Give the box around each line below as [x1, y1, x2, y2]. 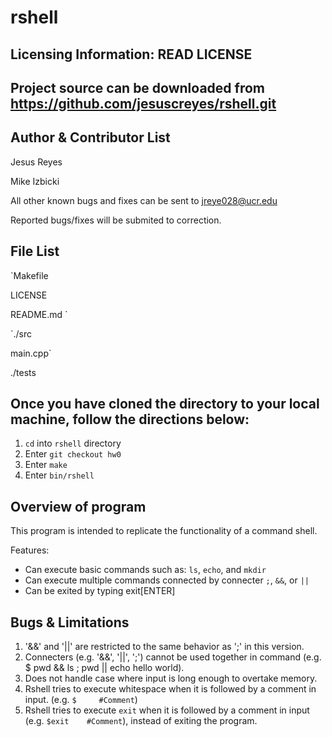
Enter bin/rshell [24, 469, 95, 481]
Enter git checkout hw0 [24, 448, 122, 460]
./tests [10, 366, 37, 378]
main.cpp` [10, 347, 52, 359]
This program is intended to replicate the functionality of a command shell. [10, 525, 318, 537]
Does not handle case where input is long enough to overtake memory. [24, 672, 318, 685]
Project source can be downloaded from [10, 79, 265, 96]
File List [10, 243, 60, 260]
